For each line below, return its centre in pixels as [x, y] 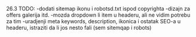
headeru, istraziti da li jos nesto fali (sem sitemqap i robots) [79, 27]
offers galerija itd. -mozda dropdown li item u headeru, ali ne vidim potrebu [98, 15]
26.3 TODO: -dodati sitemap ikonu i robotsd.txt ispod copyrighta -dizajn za [98, 9]
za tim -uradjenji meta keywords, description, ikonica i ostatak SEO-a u [94, 21]
